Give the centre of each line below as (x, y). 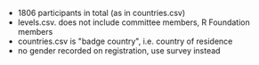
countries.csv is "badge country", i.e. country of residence (125, 41)
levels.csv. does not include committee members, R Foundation (134, 22)
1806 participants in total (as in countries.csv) (101, 13)
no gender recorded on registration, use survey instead (119, 51)
